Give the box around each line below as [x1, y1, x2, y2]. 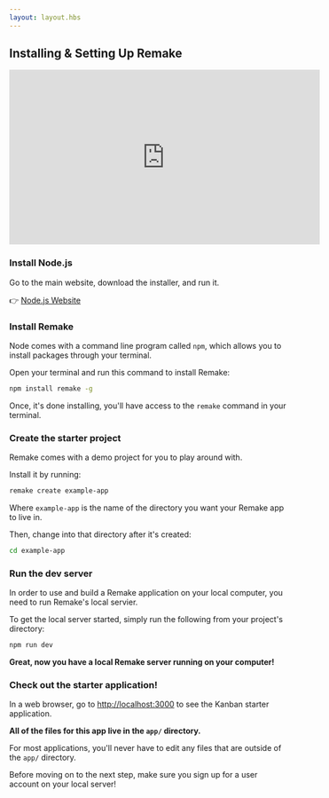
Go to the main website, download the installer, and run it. [9, 277, 220, 288]
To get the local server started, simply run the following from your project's [9, 614, 284, 625]
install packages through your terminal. [9, 350, 153, 360]
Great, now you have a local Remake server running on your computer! [9, 657, 275, 668]
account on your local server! [9, 778, 117, 790]
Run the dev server [9, 567, 93, 580]
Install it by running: [9, 470, 82, 480]
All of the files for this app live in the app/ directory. [9, 725, 201, 737]
